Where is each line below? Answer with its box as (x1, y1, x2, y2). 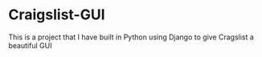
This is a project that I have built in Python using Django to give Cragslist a (8, 32, 255, 42)
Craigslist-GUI (8, 6, 106, 24)
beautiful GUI (8, 40, 52, 50)
